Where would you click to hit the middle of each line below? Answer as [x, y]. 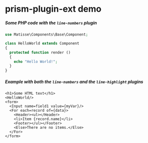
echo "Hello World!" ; [36, 61]
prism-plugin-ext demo [53, 9]
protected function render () [40, 52]
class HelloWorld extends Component [42, 43]
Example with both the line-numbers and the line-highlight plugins [74, 82]
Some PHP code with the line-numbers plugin [51, 22]
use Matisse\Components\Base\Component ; [47, 35]
